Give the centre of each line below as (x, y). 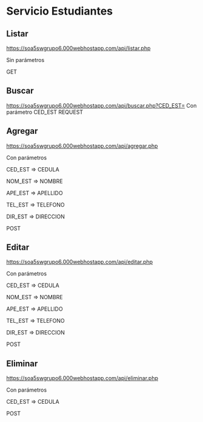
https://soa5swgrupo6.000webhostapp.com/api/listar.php (78, 48)
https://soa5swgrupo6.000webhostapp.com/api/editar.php (80, 262)
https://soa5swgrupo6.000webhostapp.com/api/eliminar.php (82, 378)
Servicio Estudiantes (60, 11)
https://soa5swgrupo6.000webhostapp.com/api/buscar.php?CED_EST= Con (101, 105)
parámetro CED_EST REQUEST (45, 112)
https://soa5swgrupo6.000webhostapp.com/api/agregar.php (82, 146)
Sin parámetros (25, 60)
